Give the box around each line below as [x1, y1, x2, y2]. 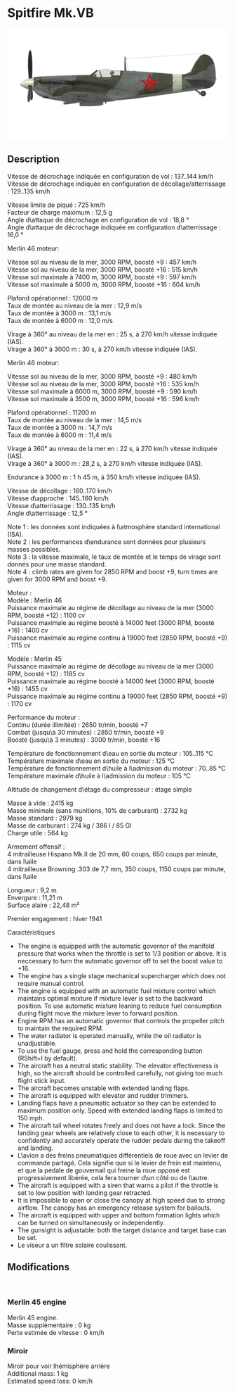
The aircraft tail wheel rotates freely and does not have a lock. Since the [17, 1121, 226, 1130]
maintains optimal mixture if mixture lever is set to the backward [17, 994, 203, 1002]
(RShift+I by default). [17, 1054, 78, 1062]
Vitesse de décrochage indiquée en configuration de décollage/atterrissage [7, 179, 227, 188]
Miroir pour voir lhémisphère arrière [7, 1362, 110, 1370]
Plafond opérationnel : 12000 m [7, 293, 98, 302]
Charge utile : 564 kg [7, 828, 68, 837]
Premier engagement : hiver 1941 [7, 914, 102, 923]
